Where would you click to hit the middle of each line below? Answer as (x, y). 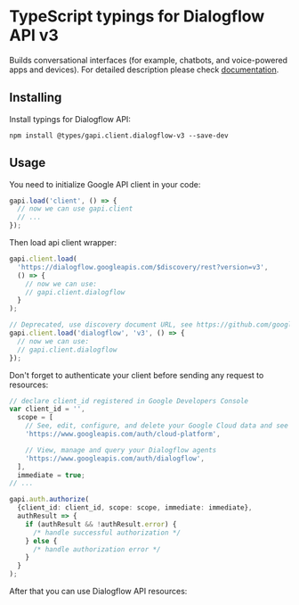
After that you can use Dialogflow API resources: (98, 592)
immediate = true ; (52, 475)
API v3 (34, 35)
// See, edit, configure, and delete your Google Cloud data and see (157, 426)
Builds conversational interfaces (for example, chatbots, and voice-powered (148, 60)
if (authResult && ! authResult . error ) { (101, 524)
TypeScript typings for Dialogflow (137, 17)
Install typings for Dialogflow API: (70, 119)
